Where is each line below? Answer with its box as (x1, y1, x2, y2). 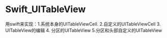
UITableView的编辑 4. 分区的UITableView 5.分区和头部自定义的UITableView (5, 27, 162, 33)
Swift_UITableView (5, 4, 86, 15)
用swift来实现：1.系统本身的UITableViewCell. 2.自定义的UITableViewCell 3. (5, 21, 161, 27)
